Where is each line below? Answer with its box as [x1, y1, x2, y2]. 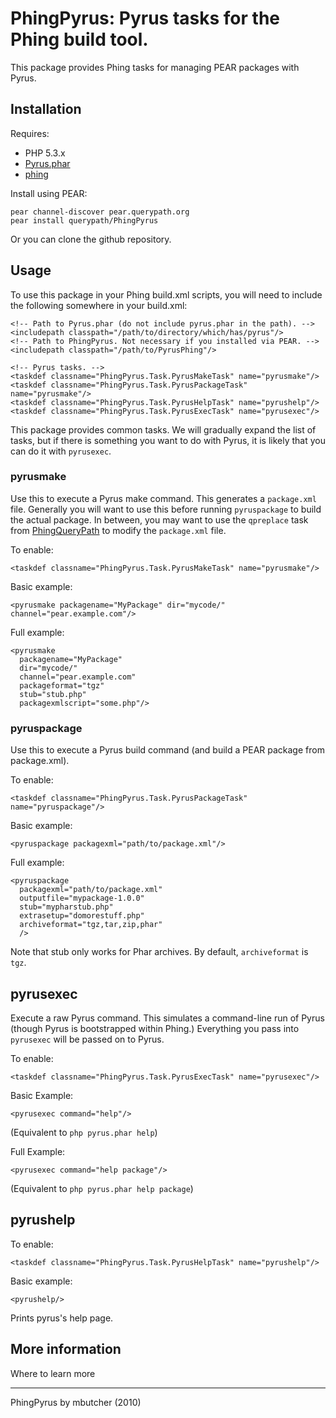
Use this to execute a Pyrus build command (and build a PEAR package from [10, 744, 325, 756]
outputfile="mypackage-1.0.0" [19, 893, 145, 904]
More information [10, 1341, 122, 1358]
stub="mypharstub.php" [19, 902, 114, 912]
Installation [10, 101, 82, 118]
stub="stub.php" [19, 689, 87, 699]
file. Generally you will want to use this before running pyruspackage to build [10, 503, 322, 515]
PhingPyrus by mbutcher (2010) [10, 1396, 142, 1408]
